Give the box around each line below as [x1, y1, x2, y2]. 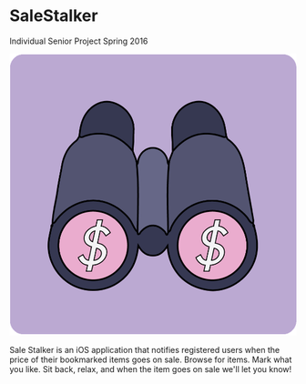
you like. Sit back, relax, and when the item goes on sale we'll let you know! [9, 364, 292, 375]
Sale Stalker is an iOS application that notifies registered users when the [9, 345, 280, 356]
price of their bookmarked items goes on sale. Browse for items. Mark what [9, 354, 292, 365]
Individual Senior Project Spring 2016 [9, 35, 148, 46]
